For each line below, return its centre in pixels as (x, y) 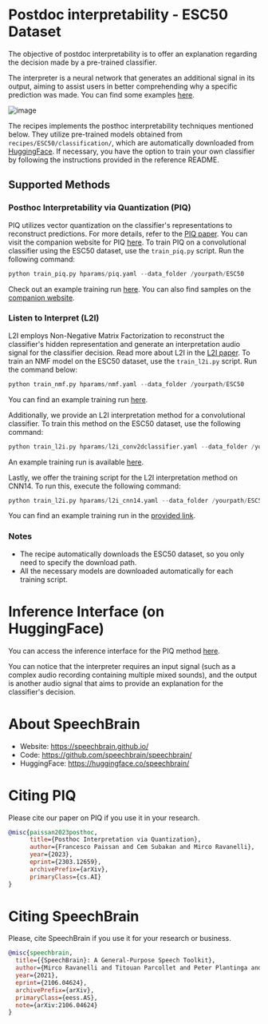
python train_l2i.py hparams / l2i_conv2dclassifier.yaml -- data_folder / (132, 446)
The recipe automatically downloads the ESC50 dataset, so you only (132, 554)
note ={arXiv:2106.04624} (57, 1005)
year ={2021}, (37, 976)
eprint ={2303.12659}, (65, 862)
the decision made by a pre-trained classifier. (83, 62)
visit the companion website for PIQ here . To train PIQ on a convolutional (127, 242)
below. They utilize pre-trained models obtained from (96, 134)
